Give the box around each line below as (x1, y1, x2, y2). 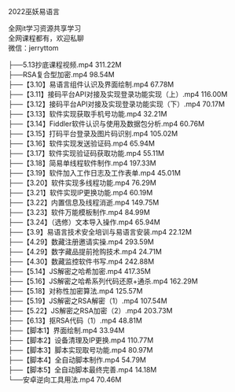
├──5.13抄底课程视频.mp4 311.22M (8, 60, 122, 69)
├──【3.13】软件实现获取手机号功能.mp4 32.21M (8, 109, 167, 118)
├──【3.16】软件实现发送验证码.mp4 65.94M (8, 139, 156, 148)
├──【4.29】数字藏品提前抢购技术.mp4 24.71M (8, 247, 163, 256)
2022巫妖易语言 (8, 7, 61, 16)
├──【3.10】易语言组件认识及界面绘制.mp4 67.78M (8, 80, 174, 89)
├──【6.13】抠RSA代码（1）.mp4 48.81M (8, 316, 143, 325)
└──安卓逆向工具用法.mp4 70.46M (8, 375, 122, 384)
